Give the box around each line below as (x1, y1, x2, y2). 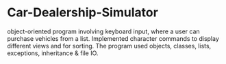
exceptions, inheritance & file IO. (7, 49, 99, 57)
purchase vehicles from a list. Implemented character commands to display (7, 34, 219, 42)
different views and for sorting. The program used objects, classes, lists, (7, 42, 212, 50)
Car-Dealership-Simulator (7, 5, 159, 20)
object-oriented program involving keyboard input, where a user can (7, 27, 200, 35)
